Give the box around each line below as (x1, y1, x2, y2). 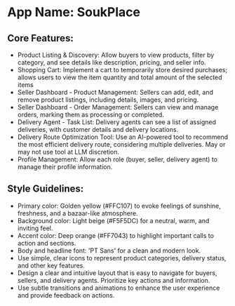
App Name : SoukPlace (7, 4, 140, 20)
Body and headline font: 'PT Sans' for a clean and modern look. (17, 246, 201, 255)
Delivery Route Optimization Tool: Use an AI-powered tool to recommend (17, 133, 229, 141)
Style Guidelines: (7, 183, 84, 195)
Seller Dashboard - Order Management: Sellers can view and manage (17, 103, 219, 111)
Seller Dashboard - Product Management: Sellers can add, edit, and (17, 88, 214, 96)
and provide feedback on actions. (17, 291, 115, 299)
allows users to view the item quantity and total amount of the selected (17, 73, 222, 81)
